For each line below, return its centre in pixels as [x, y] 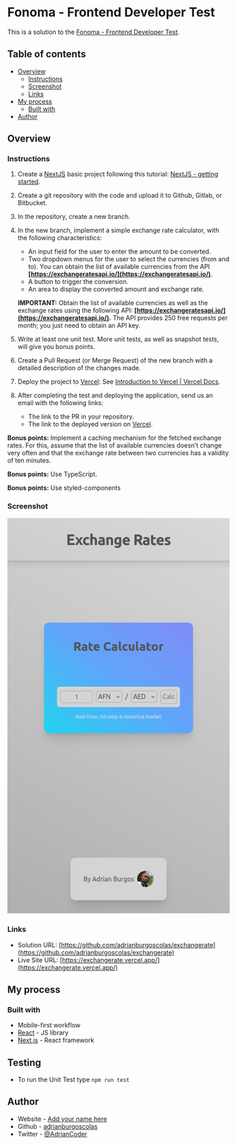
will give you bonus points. [56, 347]
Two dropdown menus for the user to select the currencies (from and [129, 259]
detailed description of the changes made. [79, 368]
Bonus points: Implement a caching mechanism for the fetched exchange [115, 438]
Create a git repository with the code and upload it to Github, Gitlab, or [120, 195]
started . [29, 182]
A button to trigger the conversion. [78, 282]
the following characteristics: [60, 238]
